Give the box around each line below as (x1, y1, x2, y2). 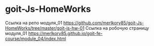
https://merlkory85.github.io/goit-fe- (28, 30, 103, 36)
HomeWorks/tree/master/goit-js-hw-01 (5, 25, 85, 31)
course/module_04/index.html (5, 36, 66, 42)
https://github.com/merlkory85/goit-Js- (63, 20, 144, 26)
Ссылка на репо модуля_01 (5, 20, 63, 26)
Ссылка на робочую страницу (85, 25, 150, 31)
